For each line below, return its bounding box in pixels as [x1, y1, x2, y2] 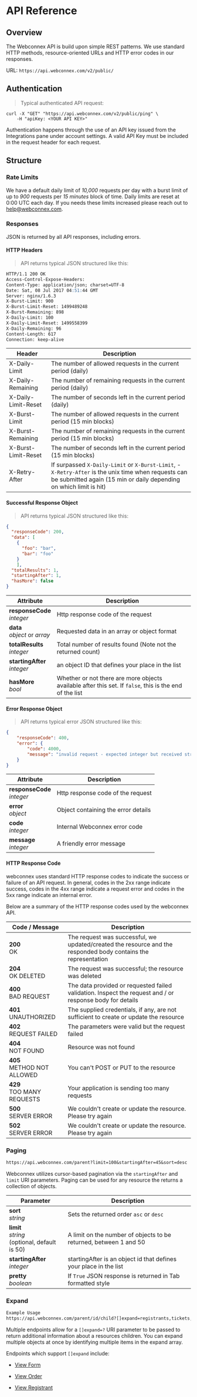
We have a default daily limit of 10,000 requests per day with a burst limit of [6, 187, 188, 194]
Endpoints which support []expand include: [6, 1349, 110, 1357]
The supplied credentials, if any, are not [67, 1005, 177, 1013]
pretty [9, 1271, 27, 1280]
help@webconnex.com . [6, 205, 63, 212]
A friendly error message [56, 840, 125, 848]
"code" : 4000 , [27, 746, 62, 752]
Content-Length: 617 [6, 331, 57, 337]
